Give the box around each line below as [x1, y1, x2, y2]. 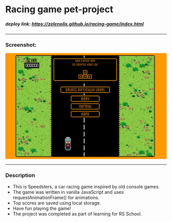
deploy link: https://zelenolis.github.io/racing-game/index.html [5, 20, 144, 27]
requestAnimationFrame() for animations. [12, 194, 100, 201]
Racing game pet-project [5, 4, 114, 15]
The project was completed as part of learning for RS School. [12, 211, 142, 217]
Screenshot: [5, 41, 37, 49]
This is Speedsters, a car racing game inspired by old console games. [12, 183, 160, 190]
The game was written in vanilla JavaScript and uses [12, 189, 124, 195]
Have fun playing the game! [12, 205, 71, 211]
